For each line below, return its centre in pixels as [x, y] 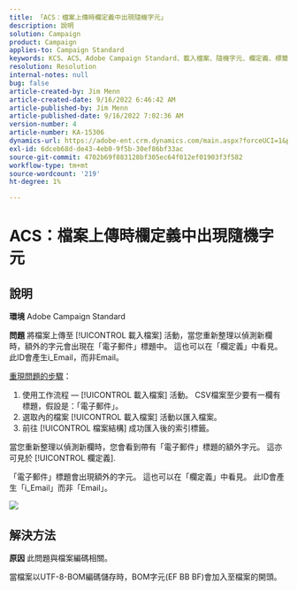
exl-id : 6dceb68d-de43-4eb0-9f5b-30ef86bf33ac [96, 149]
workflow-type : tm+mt [49, 165]
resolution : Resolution [53, 67]
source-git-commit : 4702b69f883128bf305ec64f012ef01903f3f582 [126, 157]
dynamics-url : [35, 141]
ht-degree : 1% [35, 182]
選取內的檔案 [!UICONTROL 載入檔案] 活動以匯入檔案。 [122, 418]
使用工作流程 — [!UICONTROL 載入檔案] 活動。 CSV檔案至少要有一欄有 [151, 395]
